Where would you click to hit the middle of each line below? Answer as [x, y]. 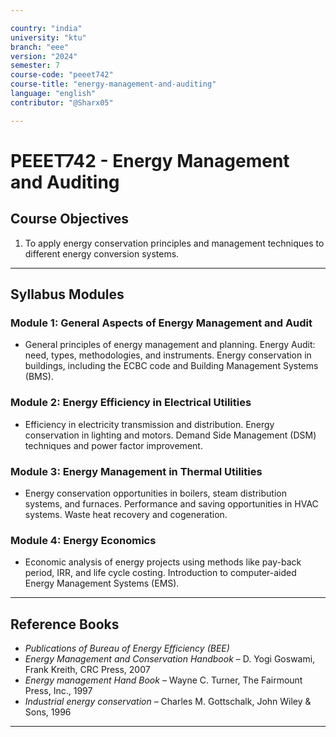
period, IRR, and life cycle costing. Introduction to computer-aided [160, 573]
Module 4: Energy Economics [83, 540]
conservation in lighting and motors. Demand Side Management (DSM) [170, 435]
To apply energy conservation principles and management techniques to [174, 243]
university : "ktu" [48, 37]
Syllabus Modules [67, 294]
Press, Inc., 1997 [58, 691]
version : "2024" [44, 56]
